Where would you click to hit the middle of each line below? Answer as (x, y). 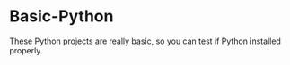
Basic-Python (62, 16)
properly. (26, 50)
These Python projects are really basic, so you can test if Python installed (145, 41)
